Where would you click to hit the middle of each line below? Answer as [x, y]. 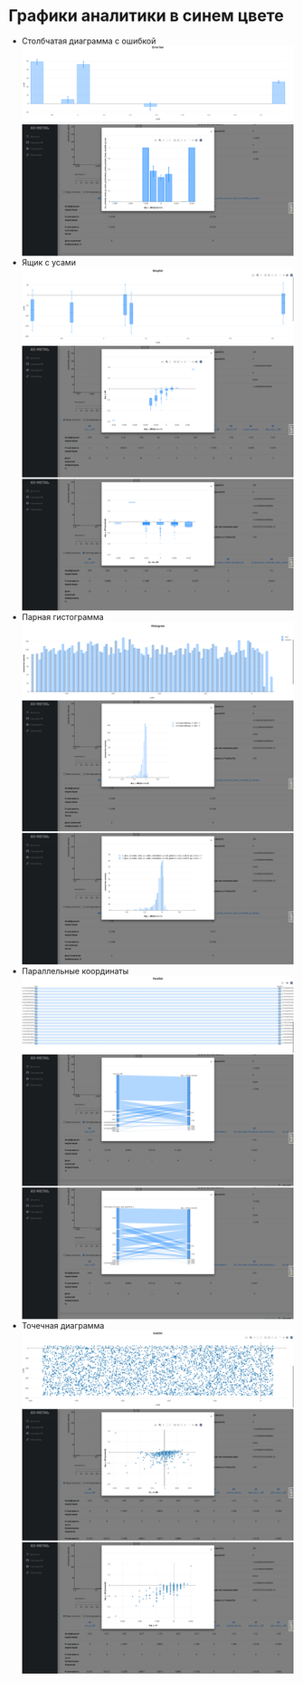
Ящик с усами [48, 262]
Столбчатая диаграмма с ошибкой [89, 41]
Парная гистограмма [63, 616]
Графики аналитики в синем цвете [146, 16]
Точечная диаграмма [63, 1325]
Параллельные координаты [75, 972]
